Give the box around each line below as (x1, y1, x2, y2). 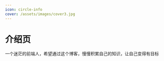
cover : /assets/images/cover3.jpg (5, 12, 76, 16)
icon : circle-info (5, 7, 42, 12)
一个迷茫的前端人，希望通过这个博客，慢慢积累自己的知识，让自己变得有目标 (5, 51, 159, 57)
